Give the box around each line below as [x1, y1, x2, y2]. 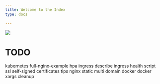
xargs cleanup [5, 74, 35, 80]
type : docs [5, 12, 28, 17]
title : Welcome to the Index [5, 7, 66, 12]
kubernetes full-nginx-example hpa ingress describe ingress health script [5, 63, 156, 69]
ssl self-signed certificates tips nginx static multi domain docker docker [5, 68, 152, 74]
